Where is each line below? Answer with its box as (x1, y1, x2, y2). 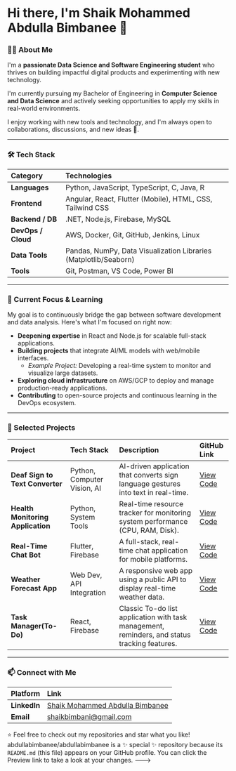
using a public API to (119, 574, 187, 584)
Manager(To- (11, 621, 58, 631)
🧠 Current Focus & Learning (7, 294, 103, 304)
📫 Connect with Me (7, 668, 77, 678)
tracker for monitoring (119, 508, 192, 518)
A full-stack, (119, 537, 161, 547)
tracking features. (119, 639, 178, 649)
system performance (119, 517, 188, 527)
